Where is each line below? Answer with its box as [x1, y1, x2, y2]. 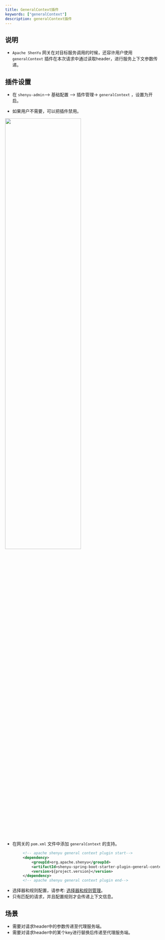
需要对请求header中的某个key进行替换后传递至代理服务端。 [12, 929, 133, 935]
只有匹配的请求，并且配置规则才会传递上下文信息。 [12, 894, 116, 900]
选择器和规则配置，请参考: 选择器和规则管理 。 [12, 887, 106, 893]
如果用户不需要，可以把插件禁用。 [12, 108, 82, 114]
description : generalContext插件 [5, 16, 72, 21]
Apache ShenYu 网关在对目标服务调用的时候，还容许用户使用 [12, 50, 133, 55]
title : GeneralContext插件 [5, 7, 59, 12]
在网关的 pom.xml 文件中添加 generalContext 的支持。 [12, 841, 119, 847]
